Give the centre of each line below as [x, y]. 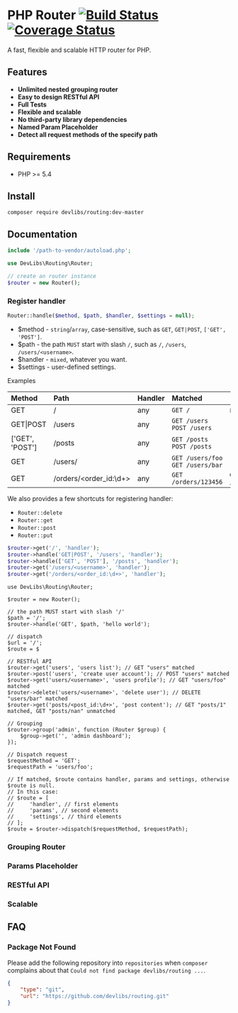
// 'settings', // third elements [64, 817]
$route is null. [31, 786]
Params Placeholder [43, 866]
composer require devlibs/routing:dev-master [75, 213]
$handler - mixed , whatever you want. [72, 359]
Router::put [35, 536]
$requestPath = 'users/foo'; [50, 767]
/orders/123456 [197, 482]
